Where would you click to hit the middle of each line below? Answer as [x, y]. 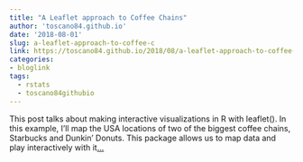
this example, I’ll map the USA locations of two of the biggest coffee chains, [150, 128]
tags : [19, 76]
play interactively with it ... [57, 147]
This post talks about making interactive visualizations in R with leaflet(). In [148, 119]
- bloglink [30, 68]
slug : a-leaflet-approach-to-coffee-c [82, 43]
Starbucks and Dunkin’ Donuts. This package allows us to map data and [143, 138]
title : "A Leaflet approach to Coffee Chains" [98, 18]
